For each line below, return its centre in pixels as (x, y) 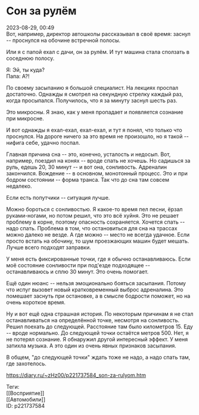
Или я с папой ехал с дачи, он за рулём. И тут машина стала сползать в (98, 51)
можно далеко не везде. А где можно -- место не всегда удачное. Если (98, 234)
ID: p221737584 (26, 405)
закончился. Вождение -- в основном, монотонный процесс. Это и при (97, 173)
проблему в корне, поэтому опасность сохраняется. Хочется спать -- (96, 222)
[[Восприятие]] (25, 393)
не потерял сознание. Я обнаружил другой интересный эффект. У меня (97, 339)
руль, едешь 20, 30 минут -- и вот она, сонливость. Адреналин (87, 167)
